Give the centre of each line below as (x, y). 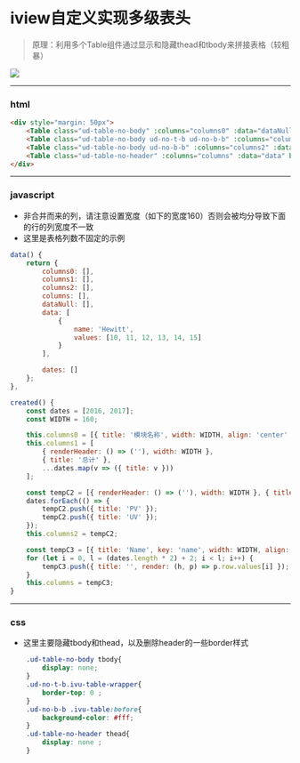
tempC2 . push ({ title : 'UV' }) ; (100, 518)
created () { (32, 402)
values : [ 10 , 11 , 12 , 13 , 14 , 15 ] (138, 337)
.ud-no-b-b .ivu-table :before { (84, 709)
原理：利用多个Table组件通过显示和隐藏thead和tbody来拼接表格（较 (157, 44)
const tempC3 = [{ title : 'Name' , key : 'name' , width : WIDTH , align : (158, 550)
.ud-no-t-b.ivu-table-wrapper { (84, 685)
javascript (32, 195)
